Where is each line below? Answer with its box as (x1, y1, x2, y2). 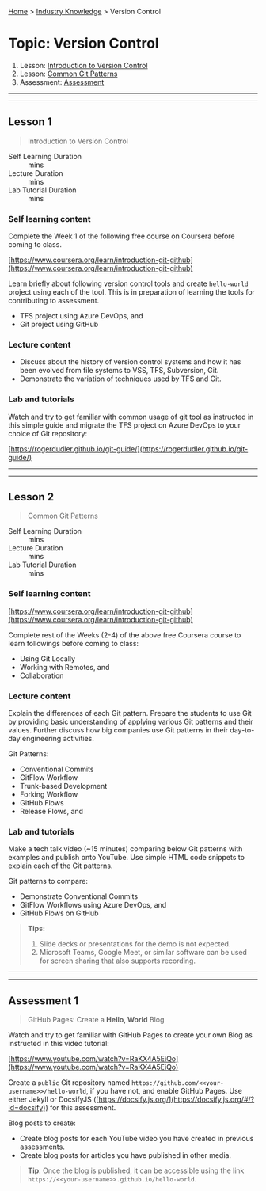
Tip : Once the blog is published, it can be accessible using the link (27, 1166, 245, 1175)
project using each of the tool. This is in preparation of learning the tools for (8, 287, 256, 297)
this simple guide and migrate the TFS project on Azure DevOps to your (8, 420, 241, 430)
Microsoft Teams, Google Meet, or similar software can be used (39, 948, 248, 957)
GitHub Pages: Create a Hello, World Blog (27, 1015, 165, 1025)
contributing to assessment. (8, 296, 100, 306)
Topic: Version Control (8, 35, 160, 52)
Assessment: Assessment (19, 77, 104, 86)
